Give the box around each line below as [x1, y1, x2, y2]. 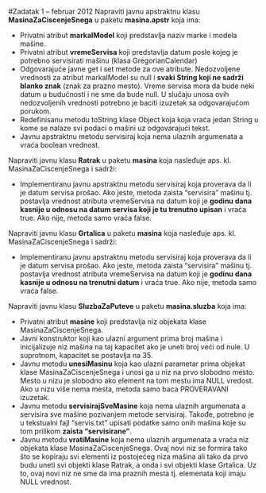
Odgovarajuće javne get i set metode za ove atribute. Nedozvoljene [19, 64, 241, 74]
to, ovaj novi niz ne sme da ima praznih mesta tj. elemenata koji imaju [19, 468, 246, 478]
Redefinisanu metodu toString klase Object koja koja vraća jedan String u [19, 115, 259, 124]
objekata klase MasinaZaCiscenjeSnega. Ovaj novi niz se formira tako [19, 444, 248, 453]
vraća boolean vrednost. [19, 141, 101, 149]
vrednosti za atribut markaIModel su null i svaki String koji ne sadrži [19, 73, 244, 82]
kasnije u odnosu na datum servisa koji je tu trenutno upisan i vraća [19, 205, 247, 214]
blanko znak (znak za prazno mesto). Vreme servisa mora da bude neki [19, 81, 255, 91]
